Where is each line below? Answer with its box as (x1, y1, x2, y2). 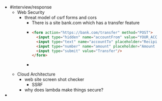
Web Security (17, 9, 45, 15)
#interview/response (9, 4, 52, 10)
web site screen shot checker (24, 76, 84, 82)
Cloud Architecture (17, 71, 55, 77)
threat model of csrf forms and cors (24, 15, 97, 20)
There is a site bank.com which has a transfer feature (31, 20, 140, 25)
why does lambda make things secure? (24, 87, 104, 93)
